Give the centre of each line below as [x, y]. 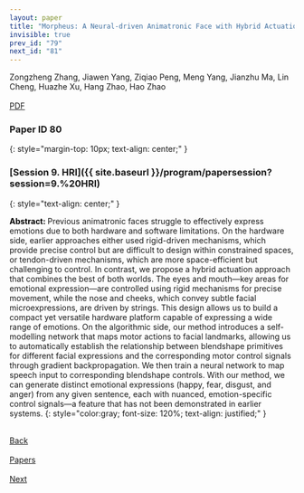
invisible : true [40, 34]
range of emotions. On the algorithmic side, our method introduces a [137, 327]
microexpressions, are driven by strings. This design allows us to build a [144, 308]
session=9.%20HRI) [55, 184]
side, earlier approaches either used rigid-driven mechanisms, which [138, 240]
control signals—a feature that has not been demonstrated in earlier [136, 403]
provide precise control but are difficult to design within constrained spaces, [152, 250]
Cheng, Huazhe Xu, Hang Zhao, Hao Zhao [88, 87]
